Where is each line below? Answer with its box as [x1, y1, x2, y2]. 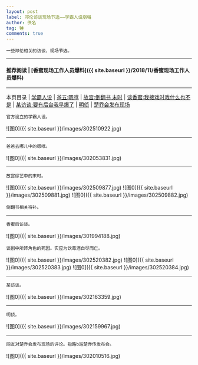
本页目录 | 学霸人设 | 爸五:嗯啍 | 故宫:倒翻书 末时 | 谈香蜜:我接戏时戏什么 [6, 94, 181, 101]
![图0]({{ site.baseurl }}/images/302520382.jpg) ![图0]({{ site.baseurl [6, 256, 174, 263]
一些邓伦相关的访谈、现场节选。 [6, 48, 72, 54]
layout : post [6, 8, 38, 15]
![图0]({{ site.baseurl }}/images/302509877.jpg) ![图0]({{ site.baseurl [6, 184, 173, 191]
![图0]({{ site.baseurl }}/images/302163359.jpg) [6, 294, 122, 301]
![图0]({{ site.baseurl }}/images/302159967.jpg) [6, 323, 121, 330]
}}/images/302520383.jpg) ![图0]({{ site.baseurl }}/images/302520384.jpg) [6, 264, 190, 271]
